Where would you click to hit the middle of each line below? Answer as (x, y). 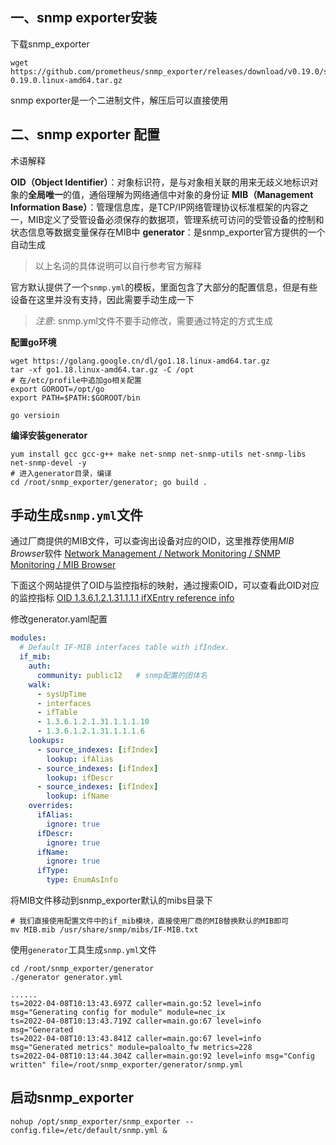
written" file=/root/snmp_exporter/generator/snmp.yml (127, 1065)
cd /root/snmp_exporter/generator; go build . (109, 482)
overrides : (51, 806)
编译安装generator (49, 435)
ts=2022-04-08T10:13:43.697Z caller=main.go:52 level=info (136, 1004)
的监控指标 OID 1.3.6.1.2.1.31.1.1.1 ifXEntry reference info (122, 598)
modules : (28, 638)
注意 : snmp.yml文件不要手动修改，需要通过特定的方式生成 (153, 320)
